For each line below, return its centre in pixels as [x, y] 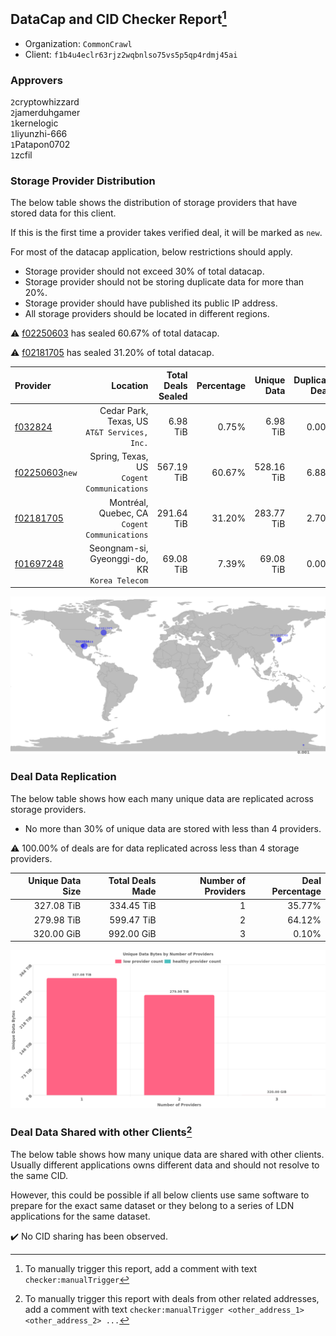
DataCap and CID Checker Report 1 [118, 18]
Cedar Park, [124, 411]
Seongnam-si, [119, 548]
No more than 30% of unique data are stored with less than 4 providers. [173, 828]
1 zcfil [21, 155]
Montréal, [129, 502]
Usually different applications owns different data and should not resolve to [165, 1165]
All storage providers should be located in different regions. [147, 314]
